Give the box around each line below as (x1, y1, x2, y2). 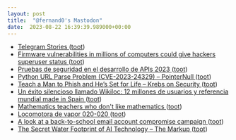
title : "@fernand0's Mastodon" (7, 17, 102, 24)
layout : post (7, 10, 46, 18)
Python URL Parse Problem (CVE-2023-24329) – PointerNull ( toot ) (17, 72, 212, 81)
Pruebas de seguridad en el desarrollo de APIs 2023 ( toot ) (17, 65, 188, 74)
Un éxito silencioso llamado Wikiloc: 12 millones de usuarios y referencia (17, 87, 229, 96)
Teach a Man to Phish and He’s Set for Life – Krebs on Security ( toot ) (17, 80, 218, 89)
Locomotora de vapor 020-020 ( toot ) (17, 110, 126, 118)
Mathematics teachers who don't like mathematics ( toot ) (17, 103, 182, 111)
